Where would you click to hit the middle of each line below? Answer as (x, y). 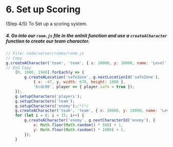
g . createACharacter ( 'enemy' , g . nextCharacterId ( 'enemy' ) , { (90, 120)
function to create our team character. (48, 41)
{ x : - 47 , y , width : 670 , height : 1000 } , (79, 82)
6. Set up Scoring (43, 10)
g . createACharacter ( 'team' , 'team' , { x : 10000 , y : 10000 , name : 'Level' (86, 63)
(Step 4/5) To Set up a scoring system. (47, 24)
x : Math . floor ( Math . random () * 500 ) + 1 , (78, 125)
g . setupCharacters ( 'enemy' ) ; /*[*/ (52, 106)
